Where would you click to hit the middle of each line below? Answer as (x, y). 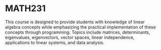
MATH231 (25, 8)
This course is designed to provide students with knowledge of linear (75, 22)
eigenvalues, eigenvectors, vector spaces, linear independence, (70, 37)
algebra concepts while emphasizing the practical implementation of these (80, 27)
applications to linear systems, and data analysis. (55, 42)
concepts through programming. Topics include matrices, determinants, (78, 32)
